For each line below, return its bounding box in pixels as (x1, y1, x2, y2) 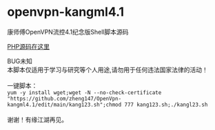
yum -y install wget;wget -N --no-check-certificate (7, 89, 162, 96)
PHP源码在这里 (7, 42, 50, 50)
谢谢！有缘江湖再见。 (7, 115, 68, 124)
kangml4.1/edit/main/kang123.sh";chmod (7, 101, 122, 108)
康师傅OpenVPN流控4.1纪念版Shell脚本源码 (7, 28, 129, 36)
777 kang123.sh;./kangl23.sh (124, 101, 208, 108)
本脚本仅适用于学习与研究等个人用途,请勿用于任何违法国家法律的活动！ (7, 65, 209, 74)
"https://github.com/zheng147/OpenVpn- (7, 95, 122, 102)
